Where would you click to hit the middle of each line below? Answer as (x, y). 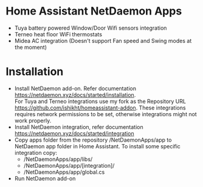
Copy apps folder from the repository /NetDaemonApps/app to (93, 140)
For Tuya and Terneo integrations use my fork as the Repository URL (100, 101)
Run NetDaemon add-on (45, 178)
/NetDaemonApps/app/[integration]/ (69, 165)
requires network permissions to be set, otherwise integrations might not (105, 114)
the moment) (30, 47)
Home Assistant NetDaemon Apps (94, 11)
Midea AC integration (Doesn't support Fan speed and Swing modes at (103, 41)
